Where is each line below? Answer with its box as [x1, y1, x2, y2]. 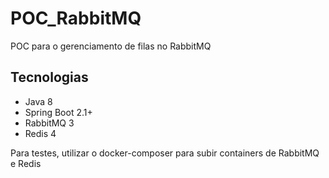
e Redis [10, 157, 42, 169]
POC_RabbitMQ [10, 7, 142, 30]
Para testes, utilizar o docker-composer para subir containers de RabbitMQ [10, 147, 320, 159]
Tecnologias [10, 69, 89, 86]
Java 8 [24, 95, 53, 107]
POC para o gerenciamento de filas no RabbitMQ [10, 40, 212, 52]
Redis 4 [24, 127, 57, 139]
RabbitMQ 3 [24, 117, 75, 129]
